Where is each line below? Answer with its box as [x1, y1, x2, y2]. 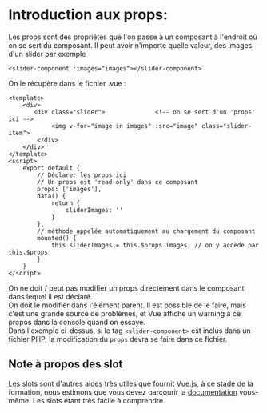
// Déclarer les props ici [37, 170, 127, 179]
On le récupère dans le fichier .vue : [8, 78, 126, 88]
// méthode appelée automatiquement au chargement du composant [37, 227, 256, 235]
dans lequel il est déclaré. [8, 291, 93, 301]
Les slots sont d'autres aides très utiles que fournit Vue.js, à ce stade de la [8, 379, 253, 388]
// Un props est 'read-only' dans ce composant [37, 178, 198, 186]
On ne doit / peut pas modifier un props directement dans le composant [8, 283, 245, 293]
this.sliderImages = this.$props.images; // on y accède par [50, 241, 260, 249]
